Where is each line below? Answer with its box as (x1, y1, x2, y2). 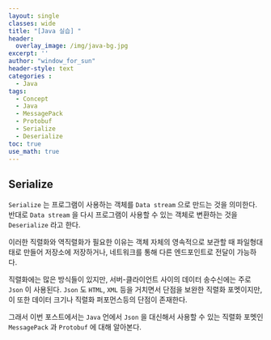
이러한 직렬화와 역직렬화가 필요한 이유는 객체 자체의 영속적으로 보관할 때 (8, 237, 235, 247)
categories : (8, 72, 53, 80)
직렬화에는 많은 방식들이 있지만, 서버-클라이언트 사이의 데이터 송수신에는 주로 (8, 274, 252, 284)
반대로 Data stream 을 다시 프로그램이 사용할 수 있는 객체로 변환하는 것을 (8, 210, 239, 219)
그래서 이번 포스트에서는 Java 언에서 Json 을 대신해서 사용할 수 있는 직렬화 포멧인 (8, 312, 264, 322)
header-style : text (8, 65, 74, 73)
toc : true (8, 139, 42, 148)
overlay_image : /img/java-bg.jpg (15, 42, 129, 50)
